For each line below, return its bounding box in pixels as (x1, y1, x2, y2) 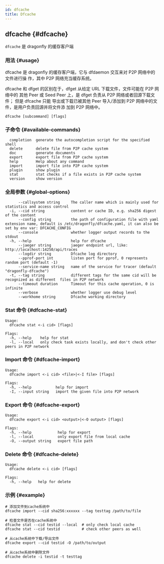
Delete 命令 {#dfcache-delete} (5, 451, 79, 458)
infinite (5, 286, 23, 291)
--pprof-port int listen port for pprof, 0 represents (18, 256, 148, 261)
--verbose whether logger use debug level (18, 290, 137, 295)
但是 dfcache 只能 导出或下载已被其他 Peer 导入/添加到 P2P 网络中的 (14, 98, 153, 104)
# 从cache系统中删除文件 (5, 550, 50, 555)
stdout (5, 234, 19, 240)
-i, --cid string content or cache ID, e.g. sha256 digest (9, 209, 157, 214)
